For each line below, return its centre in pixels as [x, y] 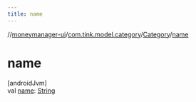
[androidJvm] [27, 83]
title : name [25, 14]
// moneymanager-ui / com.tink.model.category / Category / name [98, 34]
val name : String [31, 91]
